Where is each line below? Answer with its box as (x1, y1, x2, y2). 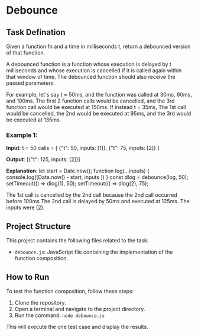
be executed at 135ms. (6, 116, 61, 123)
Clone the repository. (14, 299, 66, 306)
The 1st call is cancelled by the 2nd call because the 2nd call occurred (6, 191, 177, 199)
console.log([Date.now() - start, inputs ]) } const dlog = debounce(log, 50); (6, 174, 189, 181)
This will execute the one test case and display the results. (6, 323, 149, 330)
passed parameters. (6, 79, 55, 87)
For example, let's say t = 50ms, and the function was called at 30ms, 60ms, (6, 91, 192, 98)
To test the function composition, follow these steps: (6, 287, 134, 295)
